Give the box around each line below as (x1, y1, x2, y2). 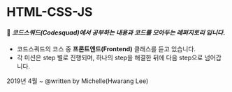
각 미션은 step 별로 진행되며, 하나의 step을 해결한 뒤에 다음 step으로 (16, 53, 203, 62)
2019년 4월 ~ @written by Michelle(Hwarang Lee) (6, 77, 149, 85)
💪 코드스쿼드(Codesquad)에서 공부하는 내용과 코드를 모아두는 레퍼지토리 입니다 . (6, 28, 226, 37)
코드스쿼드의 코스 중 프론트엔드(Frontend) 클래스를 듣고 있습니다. (16, 45, 196, 53)
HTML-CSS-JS (6, 4, 93, 20)
